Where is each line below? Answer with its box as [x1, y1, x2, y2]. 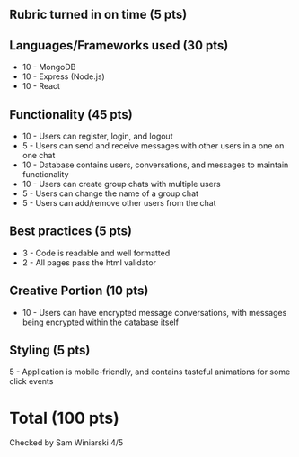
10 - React [22, 81, 61, 92]
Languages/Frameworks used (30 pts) [9, 38, 229, 53]
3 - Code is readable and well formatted [22, 247, 171, 258]
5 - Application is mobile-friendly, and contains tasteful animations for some [9, 366, 291, 377]
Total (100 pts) [9, 408, 119, 428]
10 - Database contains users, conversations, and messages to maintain [22, 159, 289, 170]
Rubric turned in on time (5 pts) [9, 7, 188, 22]
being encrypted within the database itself [22, 317, 180, 327]
